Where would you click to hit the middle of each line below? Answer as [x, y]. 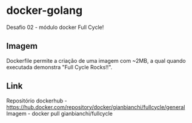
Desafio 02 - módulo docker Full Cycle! [55, 27]
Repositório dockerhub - [37, 101]
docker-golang [45, 11]
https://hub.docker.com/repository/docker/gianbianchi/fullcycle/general [96, 107]
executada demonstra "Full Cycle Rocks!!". [59, 67]
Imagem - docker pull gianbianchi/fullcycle [60, 113]
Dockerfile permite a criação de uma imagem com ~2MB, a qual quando [96, 60]
